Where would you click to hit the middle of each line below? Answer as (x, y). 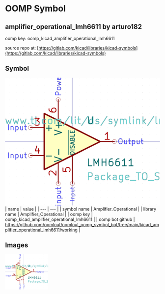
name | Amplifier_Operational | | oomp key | (49, 214)
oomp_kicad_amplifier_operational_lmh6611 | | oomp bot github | (70, 219)
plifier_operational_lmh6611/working (41, 230)
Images (17, 245)
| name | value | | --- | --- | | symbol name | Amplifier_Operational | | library (81, 209)
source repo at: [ (22, 48)
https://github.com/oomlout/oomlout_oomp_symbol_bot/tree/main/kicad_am (82, 224)
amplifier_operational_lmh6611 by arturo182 (74, 27)
